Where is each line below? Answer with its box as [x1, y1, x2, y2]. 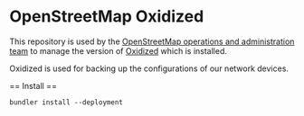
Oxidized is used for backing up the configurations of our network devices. [9, 63, 290, 74]
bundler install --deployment [9, 97, 124, 107]
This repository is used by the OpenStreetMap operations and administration [9, 36, 295, 47]
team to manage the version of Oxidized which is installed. [9, 45, 228, 56]
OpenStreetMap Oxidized [9, 6, 204, 27]
